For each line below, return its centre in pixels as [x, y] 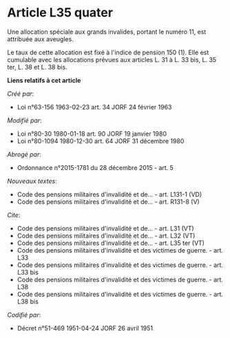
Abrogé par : [24, 154]
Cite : [14, 215]
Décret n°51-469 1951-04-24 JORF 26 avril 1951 [85, 328]
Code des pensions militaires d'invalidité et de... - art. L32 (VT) [106, 235]
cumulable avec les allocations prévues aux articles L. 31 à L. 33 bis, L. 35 [112, 59]
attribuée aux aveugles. [40, 39]
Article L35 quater [60, 13]
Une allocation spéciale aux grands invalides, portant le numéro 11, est [107, 32]
